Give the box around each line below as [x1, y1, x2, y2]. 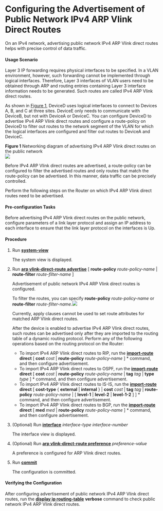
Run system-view [12, 247, 49, 253]
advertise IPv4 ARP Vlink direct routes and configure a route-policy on [5, 118, 146, 124]
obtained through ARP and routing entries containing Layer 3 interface [5, 83, 146, 89]
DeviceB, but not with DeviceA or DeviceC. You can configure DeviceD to [5, 113, 152, 119]
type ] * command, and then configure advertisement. [19, 376, 128, 382]
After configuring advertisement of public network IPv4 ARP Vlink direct [5, 491, 149, 496]
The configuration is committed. [12, 469, 76, 474]
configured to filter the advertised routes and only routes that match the [5, 168, 149, 174]
